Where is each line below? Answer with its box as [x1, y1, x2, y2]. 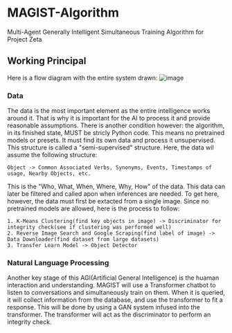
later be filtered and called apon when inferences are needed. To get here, [7, 190, 220, 198]
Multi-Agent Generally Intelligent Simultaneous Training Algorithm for [7, 28, 204, 36]
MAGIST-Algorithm [7, 5, 119, 21]
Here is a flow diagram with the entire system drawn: [7, 73, 158, 82]
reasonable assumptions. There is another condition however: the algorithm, [7, 121, 225, 129]
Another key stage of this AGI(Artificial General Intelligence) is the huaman [7, 273, 220, 282]
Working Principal [7, 55, 87, 67]
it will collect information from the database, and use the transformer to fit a [7, 296, 223, 304]
